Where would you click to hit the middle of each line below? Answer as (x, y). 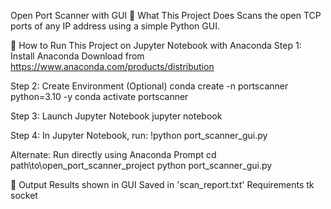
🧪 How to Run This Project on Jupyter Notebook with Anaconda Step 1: (156, 45)
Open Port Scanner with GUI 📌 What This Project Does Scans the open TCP (166, 15)
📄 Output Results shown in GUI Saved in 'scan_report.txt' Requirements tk (162, 184)
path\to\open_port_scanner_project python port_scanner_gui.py (141, 165)
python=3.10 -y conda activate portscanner (99, 96)
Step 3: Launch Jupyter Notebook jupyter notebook (116, 116)
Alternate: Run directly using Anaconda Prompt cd (113, 154)
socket (24, 195)
